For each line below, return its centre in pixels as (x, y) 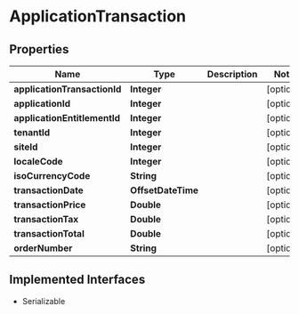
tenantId (32, 133)
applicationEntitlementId (67, 118)
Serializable (44, 301)
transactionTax (46, 219)
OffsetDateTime (164, 190)
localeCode (39, 161)
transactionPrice (50, 205)
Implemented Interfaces (77, 280)
